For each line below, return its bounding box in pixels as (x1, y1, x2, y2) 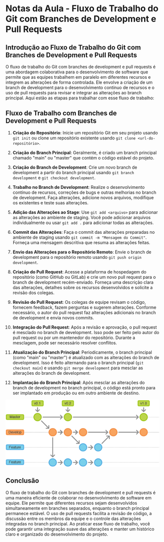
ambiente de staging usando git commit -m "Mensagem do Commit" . (12, 234, 147, 240)
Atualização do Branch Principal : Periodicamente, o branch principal (12, 349, 152, 355)
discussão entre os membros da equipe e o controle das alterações (5, 516, 141, 521)
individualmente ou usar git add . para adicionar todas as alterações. (12, 220, 154, 226)
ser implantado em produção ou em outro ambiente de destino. (12, 390, 140, 396)
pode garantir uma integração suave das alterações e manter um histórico (5, 526, 155, 532)
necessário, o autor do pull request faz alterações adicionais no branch (12, 309, 156, 316)
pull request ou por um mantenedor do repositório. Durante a (12, 335, 136, 340)
